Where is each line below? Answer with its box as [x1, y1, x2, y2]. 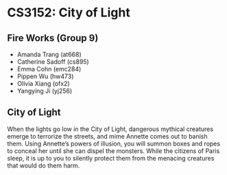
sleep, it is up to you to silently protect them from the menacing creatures [7, 154, 215, 162]
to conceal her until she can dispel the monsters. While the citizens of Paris [7, 146, 220, 155]
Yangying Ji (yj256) [16, 87, 73, 95]
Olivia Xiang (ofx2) [16, 80, 70, 87]
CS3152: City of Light [7, 5, 130, 21]
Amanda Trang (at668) [16, 50, 82, 58]
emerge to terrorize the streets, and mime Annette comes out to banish [7, 132, 208, 140]
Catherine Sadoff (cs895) [16, 58, 89, 66]
